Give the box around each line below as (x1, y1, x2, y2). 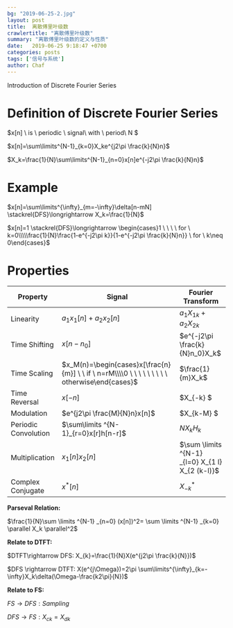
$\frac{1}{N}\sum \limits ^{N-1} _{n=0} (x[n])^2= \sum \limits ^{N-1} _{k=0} (7, 517, 220, 525)
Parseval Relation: (7, 504, 61, 512)
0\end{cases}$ (7, 238, 51, 247)
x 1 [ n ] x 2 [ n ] (61, 452, 96, 463)
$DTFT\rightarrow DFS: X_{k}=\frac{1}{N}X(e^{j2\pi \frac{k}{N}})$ (7, 551, 196, 560)
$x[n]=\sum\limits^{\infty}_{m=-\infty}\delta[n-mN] (7, 202, 153, 211)
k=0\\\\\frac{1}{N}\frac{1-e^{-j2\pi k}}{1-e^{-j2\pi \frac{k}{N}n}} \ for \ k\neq (7, 231, 223, 239)
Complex (10, 477, 40, 487)
